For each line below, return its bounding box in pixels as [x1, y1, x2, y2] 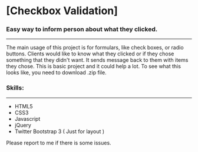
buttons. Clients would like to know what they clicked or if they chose [6, 50, 174, 57]
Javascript [14, 115, 41, 122]
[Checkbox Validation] [6, 4, 118, 18]
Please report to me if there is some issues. [6, 139, 111, 146]
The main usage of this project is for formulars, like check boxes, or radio [6, 44, 184, 51]
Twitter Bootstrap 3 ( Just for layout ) [14, 128, 105, 135]
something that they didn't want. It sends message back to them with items [6, 57, 189, 64]
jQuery [14, 121, 31, 128]
